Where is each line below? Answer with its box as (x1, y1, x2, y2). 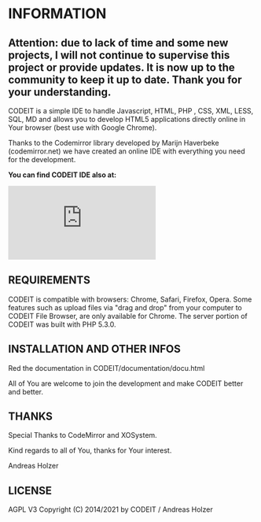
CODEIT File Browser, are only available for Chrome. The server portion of (8, 311, 248, 320)
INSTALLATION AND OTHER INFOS (8, 342, 181, 356)
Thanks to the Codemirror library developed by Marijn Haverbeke (8, 139, 219, 147)
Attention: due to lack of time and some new (8, 36, 229, 50)
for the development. (8, 155, 76, 164)
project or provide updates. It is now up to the (8, 61, 236, 74)
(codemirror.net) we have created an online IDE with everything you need (8, 146, 245, 156)
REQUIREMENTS (8, 273, 90, 287)
